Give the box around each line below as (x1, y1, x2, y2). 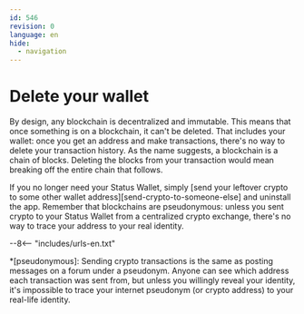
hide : (9, 38, 30, 48)
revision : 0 (9, 22, 54, 31)
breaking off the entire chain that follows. (9, 164, 163, 175)
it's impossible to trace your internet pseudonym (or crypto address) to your (9, 285, 294, 296)
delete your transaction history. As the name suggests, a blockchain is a (9, 145, 279, 156)
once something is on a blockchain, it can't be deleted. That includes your (9, 126, 286, 137)
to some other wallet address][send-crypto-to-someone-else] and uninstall (9, 191, 291, 202)
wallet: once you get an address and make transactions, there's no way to (9, 135, 286, 146)
